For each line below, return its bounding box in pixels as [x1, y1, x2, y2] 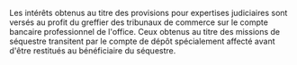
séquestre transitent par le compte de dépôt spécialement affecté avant [9, 36, 276, 46]
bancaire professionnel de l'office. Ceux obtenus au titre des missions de [9, 27, 281, 37]
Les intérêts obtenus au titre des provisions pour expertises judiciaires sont [9, 8, 288, 18]
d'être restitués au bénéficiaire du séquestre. [9, 45, 176, 56]
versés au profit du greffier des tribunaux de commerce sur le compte [9, 17, 268, 28]
